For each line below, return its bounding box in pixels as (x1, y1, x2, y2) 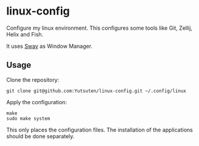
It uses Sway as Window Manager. (6, 42, 93, 50)
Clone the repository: (6, 76, 60, 83)
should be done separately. (6, 132, 75, 140)
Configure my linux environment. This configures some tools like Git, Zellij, (6, 24, 193, 32)
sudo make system (6, 115, 51, 122)
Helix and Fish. (6, 30, 44, 38)
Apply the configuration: (6, 98, 67, 105)
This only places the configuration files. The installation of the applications (6, 126, 193, 133)
